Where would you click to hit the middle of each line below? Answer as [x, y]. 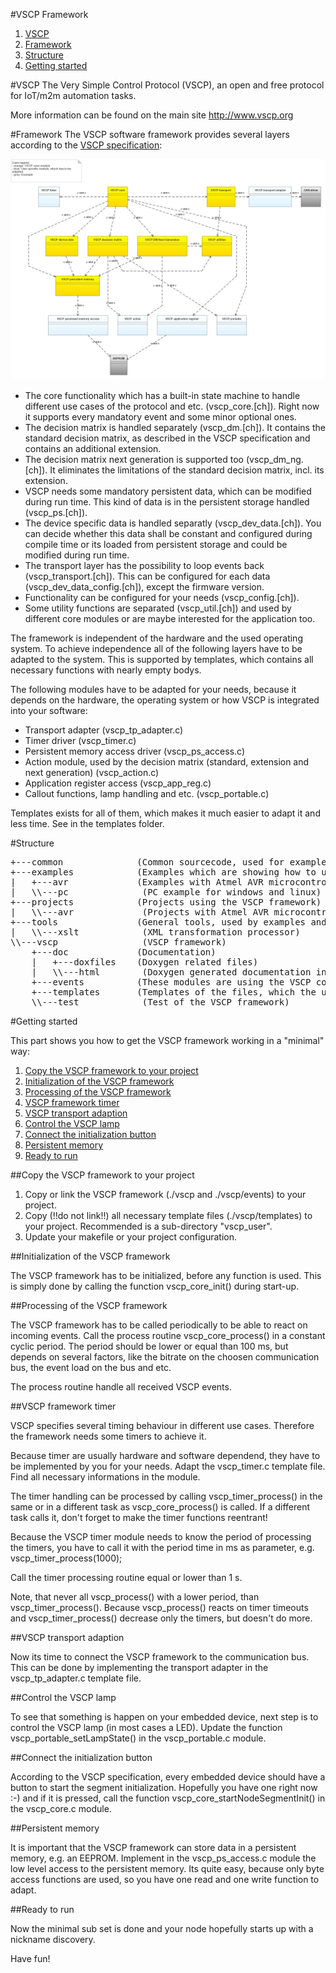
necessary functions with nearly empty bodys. [106, 670]
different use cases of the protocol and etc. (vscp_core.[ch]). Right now [172, 406]
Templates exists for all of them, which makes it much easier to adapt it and [165, 813]
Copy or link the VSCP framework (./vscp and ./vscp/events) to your [165, 1195]
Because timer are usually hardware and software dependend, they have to [165, 1456]
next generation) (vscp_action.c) [92, 773]
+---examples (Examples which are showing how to [163, 872]
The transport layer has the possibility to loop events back [144, 566]
